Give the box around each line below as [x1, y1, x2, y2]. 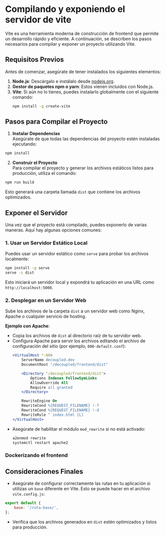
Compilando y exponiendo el [5, 3, 125, 15]
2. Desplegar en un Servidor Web [5, 297, 87, 304]
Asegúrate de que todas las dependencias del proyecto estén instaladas [12, 136, 160, 142]
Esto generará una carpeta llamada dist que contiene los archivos [5, 189, 140, 195]
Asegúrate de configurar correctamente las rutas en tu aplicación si [12, 480, 151, 486]
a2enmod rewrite [12, 436, 46, 441]
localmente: [5, 256, 29, 262]
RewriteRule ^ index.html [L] [21, 412, 84, 417]
